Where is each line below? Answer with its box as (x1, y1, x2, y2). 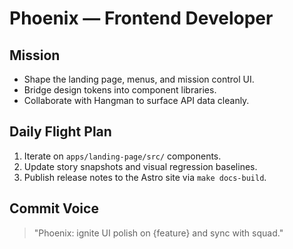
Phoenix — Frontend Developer (9, 7, 274, 30)
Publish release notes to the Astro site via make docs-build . (23, 171, 267, 183)
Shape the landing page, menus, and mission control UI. (23, 73, 255, 85)
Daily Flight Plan (9, 123, 112, 141)
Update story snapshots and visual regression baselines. (23, 160, 258, 172)
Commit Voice (9, 200, 99, 217)
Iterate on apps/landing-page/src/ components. (23, 150, 222, 162)
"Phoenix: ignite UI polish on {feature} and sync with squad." (33, 227, 284, 239)
